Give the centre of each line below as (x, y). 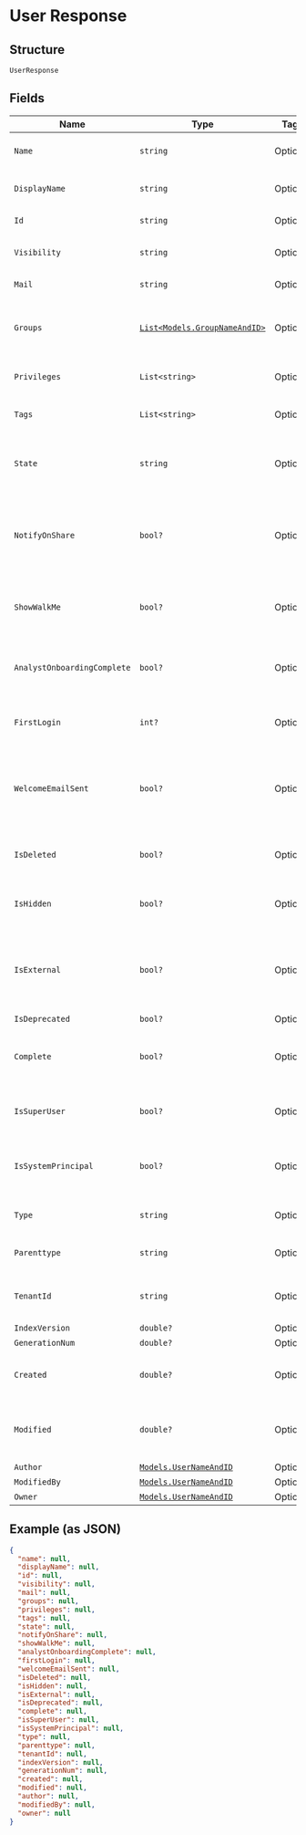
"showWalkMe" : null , (56, 1643)
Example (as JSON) (65, 1529)
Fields (27, 98)
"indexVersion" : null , (61, 1762)
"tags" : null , (44, 1618)
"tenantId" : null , (53, 1754)
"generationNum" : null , (62, 1771)
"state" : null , (46, 1626)
